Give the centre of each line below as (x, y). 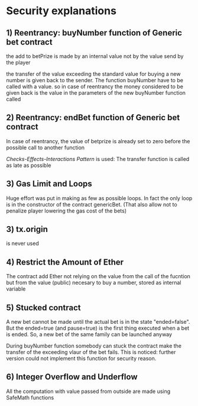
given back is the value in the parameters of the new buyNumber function (96, 93)
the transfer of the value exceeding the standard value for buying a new (93, 74)
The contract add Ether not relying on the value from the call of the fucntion (98, 276)
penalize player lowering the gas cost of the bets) (66, 211)
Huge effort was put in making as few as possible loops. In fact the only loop (99, 198)
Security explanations (61, 11)
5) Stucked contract (43, 307)
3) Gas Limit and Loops (49, 184)
